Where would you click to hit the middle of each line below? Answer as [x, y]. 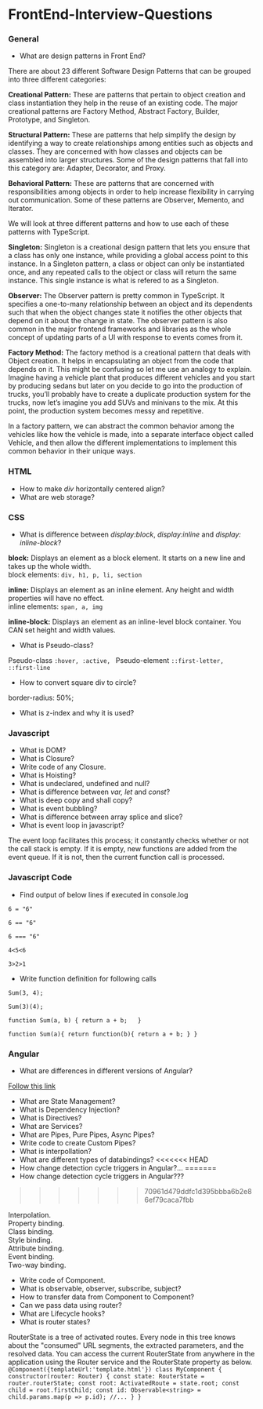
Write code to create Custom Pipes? [77, 1142]
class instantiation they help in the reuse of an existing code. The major [123, 103]
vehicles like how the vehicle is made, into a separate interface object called [131, 435]
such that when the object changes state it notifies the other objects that [125, 312]
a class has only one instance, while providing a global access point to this [128, 256]
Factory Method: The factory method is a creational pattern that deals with [129, 353]
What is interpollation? [56, 1151]
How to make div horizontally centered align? [92, 489]
